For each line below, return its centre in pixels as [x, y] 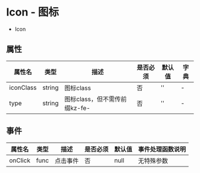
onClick [20, 160]
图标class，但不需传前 [96, 99]
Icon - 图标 [33, 12]
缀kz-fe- [77, 108]
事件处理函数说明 [162, 149]
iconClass [23, 87]
